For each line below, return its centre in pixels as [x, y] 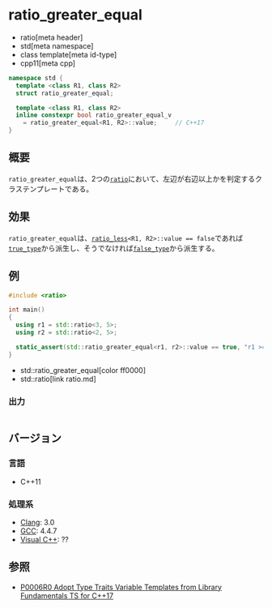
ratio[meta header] [51, 37]
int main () [27, 310]
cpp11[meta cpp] [47, 63]
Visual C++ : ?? [44, 539]
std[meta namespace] [57, 45]
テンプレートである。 [58, 189]
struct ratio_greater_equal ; [65, 93]
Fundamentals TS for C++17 [67, 595]
